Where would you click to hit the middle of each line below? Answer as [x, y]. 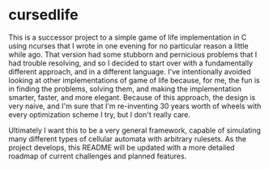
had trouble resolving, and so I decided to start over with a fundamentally [131, 63]
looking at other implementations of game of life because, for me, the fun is [134, 80]
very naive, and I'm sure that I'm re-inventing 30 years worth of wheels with [135, 106]
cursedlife [43, 15]
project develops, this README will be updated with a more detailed [122, 147]
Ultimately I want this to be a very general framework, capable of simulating [135, 130]
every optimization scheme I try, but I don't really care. [99, 114]
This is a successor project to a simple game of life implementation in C [128, 37]
